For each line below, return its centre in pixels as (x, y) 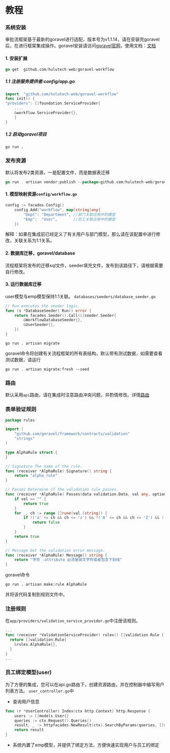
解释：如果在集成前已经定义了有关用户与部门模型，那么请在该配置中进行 (80, 234)
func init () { (20, 99)
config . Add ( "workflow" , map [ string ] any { (57, 210)
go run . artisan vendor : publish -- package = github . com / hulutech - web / (80, 182)
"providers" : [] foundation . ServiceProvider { (53, 103)
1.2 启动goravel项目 (26, 134)
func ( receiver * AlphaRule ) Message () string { (56, 555)
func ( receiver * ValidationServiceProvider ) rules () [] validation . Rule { (85, 635)
